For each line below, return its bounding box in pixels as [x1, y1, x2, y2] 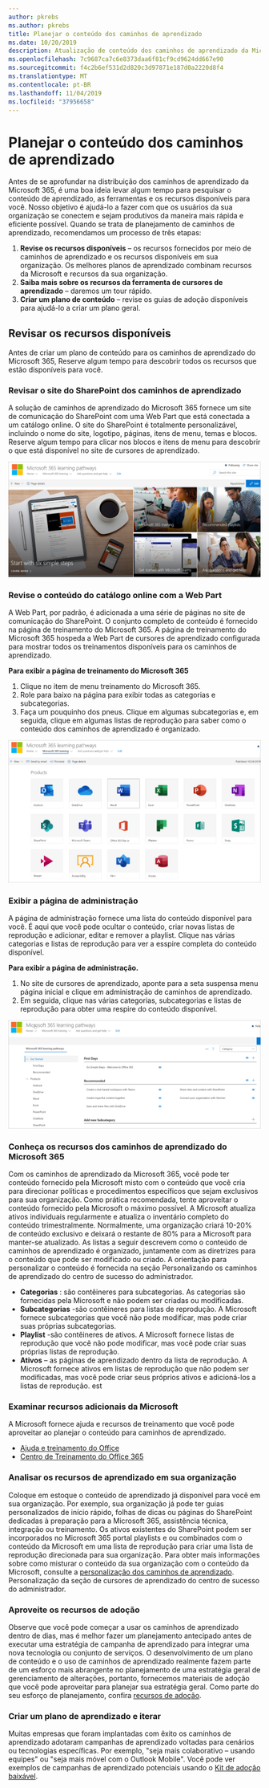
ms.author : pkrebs [8, 21, 70, 30]
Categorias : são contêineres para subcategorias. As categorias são [19, 1287, 246, 1297]
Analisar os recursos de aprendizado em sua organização [8, 1472, 237, 1483]
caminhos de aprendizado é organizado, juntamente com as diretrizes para [8, 1246, 256, 1256]
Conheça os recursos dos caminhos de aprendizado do [8, 1141, 227, 1152]
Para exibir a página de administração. [8, 963, 139, 973]
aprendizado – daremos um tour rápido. [19, 286, 152, 296]
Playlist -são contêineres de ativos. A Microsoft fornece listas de [19, 1330, 235, 1340]
